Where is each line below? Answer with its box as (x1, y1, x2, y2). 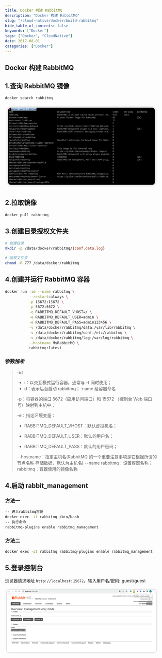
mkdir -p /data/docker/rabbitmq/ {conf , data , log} (5, 246, 105, 251)
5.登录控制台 (5, 564, 43, 572)
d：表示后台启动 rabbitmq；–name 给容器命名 (24, 385, 116, 392)
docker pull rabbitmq (5, 212, 49, 217)
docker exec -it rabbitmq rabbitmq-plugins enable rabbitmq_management (5, 549, 153, 554)
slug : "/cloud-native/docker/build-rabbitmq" (5, 18, 98, 23)
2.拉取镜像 (5, 199, 37, 207)
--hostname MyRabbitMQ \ (29, 340, 79, 345)
